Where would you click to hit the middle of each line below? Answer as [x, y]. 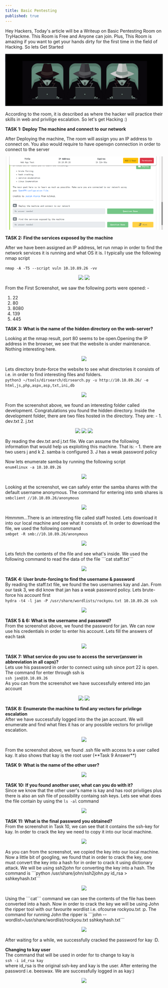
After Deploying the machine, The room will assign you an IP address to [79, 139]
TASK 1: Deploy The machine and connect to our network [66, 129]
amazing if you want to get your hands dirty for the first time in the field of [81, 41]
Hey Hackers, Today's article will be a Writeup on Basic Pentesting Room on [83, 31]
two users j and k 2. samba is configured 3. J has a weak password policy [81, 452]
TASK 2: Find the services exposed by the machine [59, 238]
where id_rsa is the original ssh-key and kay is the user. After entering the [81, 965]
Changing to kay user [28, 949]
